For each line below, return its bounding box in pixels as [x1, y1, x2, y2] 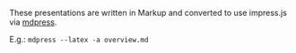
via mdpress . [9, 17, 57, 27]
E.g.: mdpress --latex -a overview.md [9, 34, 149, 44]
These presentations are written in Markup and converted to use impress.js [9, 8, 287, 18]
